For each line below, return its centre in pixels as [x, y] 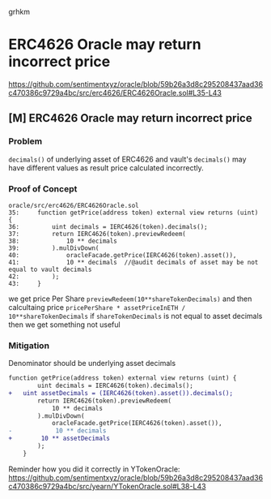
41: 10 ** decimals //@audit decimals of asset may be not [133, 262]
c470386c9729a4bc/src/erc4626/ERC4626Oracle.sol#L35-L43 [115, 92]
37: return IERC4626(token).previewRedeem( [97, 234]
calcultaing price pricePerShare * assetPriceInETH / [97, 307]
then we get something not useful [64, 325]
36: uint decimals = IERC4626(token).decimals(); [108, 226]
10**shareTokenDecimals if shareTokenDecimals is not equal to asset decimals [135, 316]
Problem [25, 141]
